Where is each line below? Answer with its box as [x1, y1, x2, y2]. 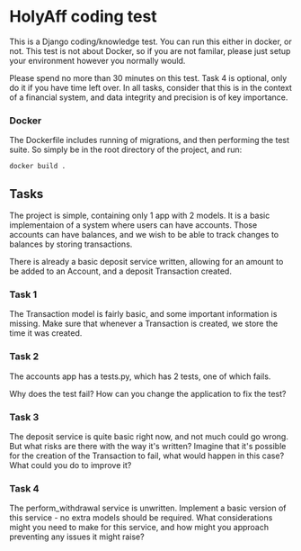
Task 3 [9, 411, 40, 423]
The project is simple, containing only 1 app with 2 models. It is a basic [9, 210, 270, 221]
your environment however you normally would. [9, 55, 186, 66]
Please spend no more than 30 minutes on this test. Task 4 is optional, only [9, 72, 288, 83]
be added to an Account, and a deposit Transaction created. [9, 266, 232, 276]
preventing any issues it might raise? [9, 531, 146, 542]
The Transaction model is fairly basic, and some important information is [9, 309, 278, 320]
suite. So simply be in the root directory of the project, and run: [9, 144, 243, 155]
